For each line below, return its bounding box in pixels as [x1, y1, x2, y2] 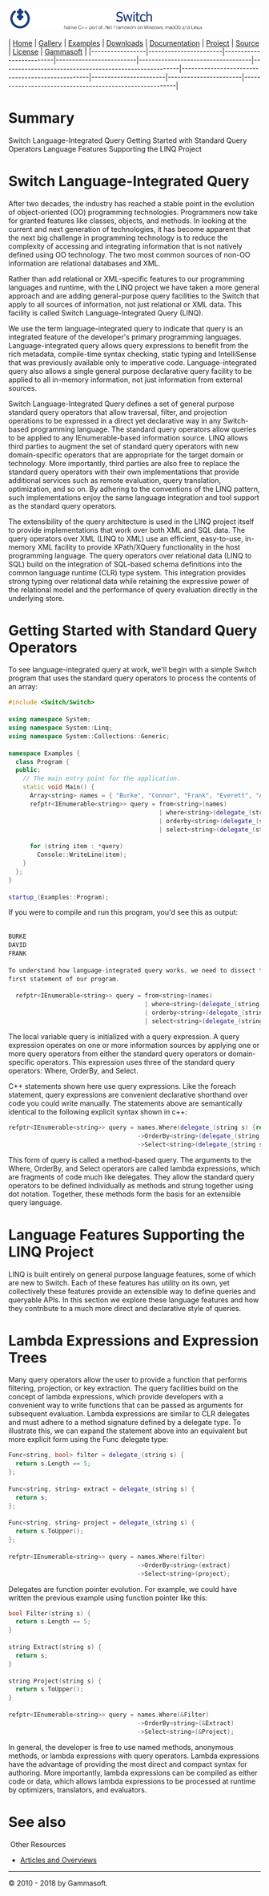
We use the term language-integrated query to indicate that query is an [8, 323, 243, 333]
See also [8, 1813, 66, 1831]
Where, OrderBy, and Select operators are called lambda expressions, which [8, 1163, 261, 1173]
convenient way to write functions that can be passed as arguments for [8, 1400, 244, 1411]
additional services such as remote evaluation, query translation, [8, 475, 222, 485]
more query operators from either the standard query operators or [8, 1049, 227, 1058]
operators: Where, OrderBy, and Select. [8, 1066, 139, 1075]
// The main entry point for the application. [22, 774, 181, 783]
